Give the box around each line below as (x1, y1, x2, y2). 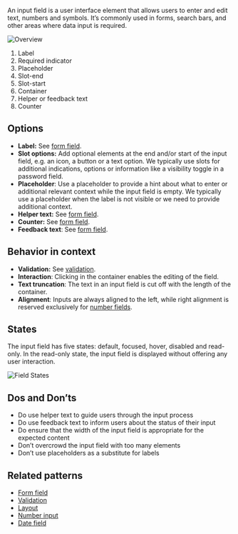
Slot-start (17, 79, 46, 88)
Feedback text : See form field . (17, 225, 108, 233)
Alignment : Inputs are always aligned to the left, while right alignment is (17, 295, 229, 303)
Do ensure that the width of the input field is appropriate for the (17, 426, 205, 435)
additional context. (17, 202, 73, 211)
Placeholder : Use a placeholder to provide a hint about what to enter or (17, 179, 228, 188)
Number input (17, 511, 58, 520)
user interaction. (7, 357, 56, 366)
